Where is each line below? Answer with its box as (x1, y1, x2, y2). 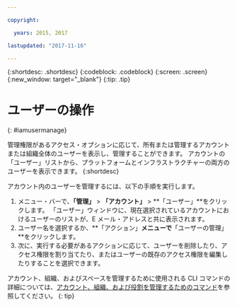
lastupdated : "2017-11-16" (7, 42, 87, 50)
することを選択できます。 (30, 259, 105, 267)
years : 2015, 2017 (13, 29, 69, 36)
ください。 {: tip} (25, 291, 75, 301)
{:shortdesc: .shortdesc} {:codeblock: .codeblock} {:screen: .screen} (7, 68, 208, 76)
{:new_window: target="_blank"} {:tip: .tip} (7, 75, 131, 83)
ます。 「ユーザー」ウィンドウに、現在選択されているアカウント (30, 206, 217, 214)
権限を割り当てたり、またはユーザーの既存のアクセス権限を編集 (36, 250, 222, 259)
